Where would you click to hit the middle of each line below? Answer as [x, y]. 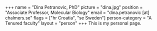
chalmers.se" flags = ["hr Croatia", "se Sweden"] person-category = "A [78, 18]
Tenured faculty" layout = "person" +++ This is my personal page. [73, 23]
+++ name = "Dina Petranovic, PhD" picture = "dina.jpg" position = [74, 7]
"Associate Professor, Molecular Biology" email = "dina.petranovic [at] [77, 12]
